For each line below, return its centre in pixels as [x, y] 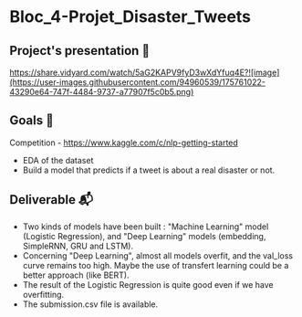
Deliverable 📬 [52, 200]
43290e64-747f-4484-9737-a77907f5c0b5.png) [102, 92]
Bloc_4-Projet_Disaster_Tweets [130, 17]
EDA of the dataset [58, 160]
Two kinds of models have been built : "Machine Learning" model [146, 227]
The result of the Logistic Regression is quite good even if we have [148, 284]
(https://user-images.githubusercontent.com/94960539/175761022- [138, 82]
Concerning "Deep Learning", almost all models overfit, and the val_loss [158, 255]
